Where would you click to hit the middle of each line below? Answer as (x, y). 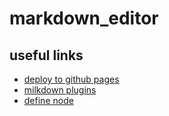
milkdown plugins (60, 90)
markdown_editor (84, 18)
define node (48, 100)
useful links (46, 55)
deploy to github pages (71, 79)
